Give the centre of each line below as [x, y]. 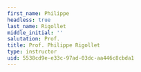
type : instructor [32, 52]
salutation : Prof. [34, 39]
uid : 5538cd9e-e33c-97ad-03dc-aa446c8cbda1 [71, 58]
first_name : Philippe [38, 13]
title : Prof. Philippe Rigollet [54, 45]
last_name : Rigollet [37, 26]
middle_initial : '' [35, 33]
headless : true [29, 20]
